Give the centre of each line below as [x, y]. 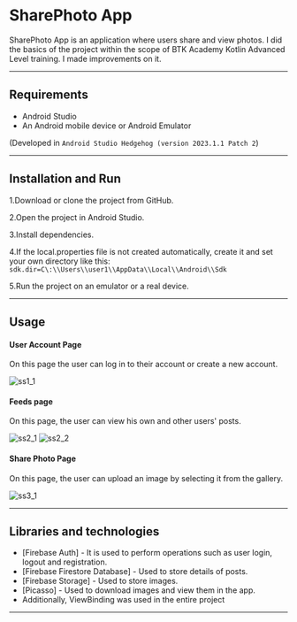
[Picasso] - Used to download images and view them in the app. [139, 590]
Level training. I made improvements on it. [85, 58]
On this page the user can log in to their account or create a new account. [144, 365]
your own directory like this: [60, 261]
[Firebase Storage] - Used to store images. [100, 581]
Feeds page [31, 401]
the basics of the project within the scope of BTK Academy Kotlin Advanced [147, 49]
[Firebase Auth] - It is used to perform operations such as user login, [147, 553]
